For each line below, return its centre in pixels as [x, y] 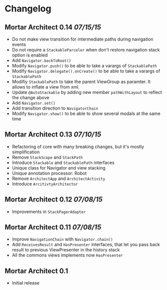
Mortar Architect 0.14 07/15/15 [53, 27]
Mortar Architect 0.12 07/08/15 [54, 200]
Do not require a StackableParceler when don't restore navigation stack [86, 50]
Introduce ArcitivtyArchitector [45, 183]
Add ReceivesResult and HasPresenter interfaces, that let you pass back [86, 244]
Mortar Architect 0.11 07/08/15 [53, 227]
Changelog [28, 9]
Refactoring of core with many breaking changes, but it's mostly [78, 146]
